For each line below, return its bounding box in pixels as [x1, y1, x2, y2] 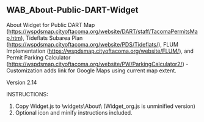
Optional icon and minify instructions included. [15, 109, 133, 116]
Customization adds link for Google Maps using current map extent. [6, 67, 177, 74]
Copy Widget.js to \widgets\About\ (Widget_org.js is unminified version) [15, 102, 195, 110]
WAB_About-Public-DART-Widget [6, 5, 139, 15]
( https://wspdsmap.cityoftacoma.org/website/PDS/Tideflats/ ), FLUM [6, 40, 179, 48]
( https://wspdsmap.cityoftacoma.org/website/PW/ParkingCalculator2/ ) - [6, 60, 189, 67]
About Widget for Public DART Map [6, 21, 95, 28]
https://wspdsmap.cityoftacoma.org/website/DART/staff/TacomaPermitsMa [8, 28, 199, 35]
